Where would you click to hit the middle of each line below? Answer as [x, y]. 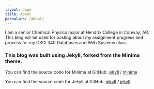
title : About [18, 14]
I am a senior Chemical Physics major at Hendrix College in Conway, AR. [77, 33]
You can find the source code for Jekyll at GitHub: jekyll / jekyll [68, 81]
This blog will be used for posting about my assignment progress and [74, 37]
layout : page [18, 9]
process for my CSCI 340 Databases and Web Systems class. [67, 43]
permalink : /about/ [25, 18]
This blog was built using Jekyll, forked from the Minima [72, 55]
